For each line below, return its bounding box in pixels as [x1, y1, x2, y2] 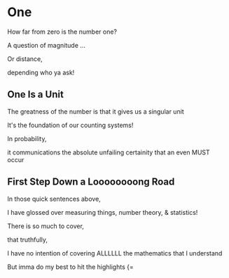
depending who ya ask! [7, 68, 75, 77]
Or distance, [7, 54, 43, 63]
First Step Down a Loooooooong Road [7, 176, 175, 188]
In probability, [7, 134, 47, 143]
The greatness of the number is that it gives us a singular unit [7, 107, 184, 116]
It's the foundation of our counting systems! [7, 121, 134, 129]
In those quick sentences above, [7, 194, 102, 203]
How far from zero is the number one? [7, 27, 118, 36]
